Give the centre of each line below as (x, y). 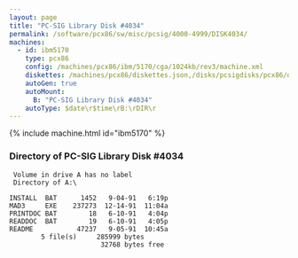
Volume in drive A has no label (73, 175)
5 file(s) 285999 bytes (93, 237)
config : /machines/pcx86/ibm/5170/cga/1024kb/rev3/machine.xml (145, 67)
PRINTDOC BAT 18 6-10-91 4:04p (89, 214)
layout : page (33, 17)
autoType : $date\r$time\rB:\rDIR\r (91, 108)
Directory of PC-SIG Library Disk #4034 (97, 156)
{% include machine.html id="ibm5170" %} (87, 133)
